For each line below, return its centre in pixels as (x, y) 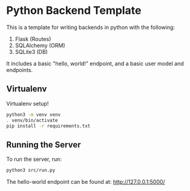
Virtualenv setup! (28, 103)
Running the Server (44, 145)
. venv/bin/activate (32, 120)
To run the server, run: (34, 159)
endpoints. (20, 70)
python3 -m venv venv (34, 115)
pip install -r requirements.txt (48, 126)
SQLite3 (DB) (31, 51)
